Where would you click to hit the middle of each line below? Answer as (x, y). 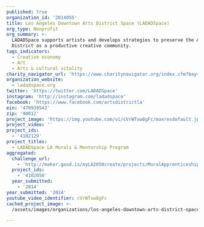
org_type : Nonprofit (32, 29)
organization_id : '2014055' (42, 18)
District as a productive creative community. (72, 46)
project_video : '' (29, 125)
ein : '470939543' (28, 108)
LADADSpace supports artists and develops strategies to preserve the (103, 40)
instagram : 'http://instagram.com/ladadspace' (66, 97)
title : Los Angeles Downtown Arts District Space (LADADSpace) (88, 23)
